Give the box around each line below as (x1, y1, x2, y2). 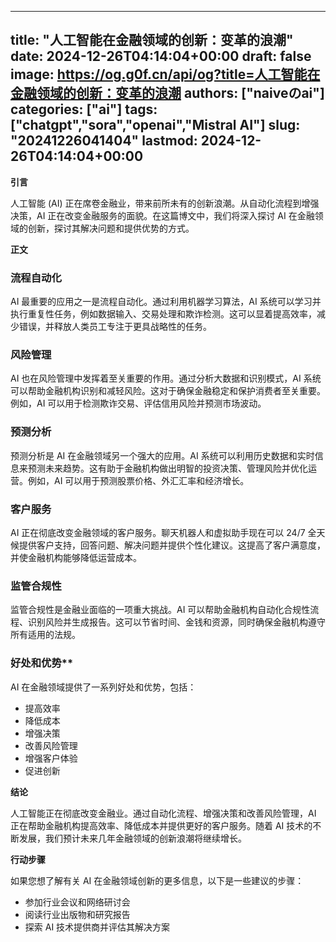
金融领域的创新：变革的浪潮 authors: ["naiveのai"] (10, 85, 325, 102)
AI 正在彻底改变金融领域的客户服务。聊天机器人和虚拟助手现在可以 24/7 (10, 527, 306, 538)
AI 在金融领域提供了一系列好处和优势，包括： (10, 681, 197, 693)
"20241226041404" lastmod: (10, 132, 198, 150)
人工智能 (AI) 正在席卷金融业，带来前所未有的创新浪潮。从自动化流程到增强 (10, 197, 320, 209)
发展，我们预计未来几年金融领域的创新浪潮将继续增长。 (18, 832, 247, 844)
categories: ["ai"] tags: (10, 101, 158, 118)
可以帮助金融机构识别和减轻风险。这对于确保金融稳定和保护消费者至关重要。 (10, 385, 326, 397)
